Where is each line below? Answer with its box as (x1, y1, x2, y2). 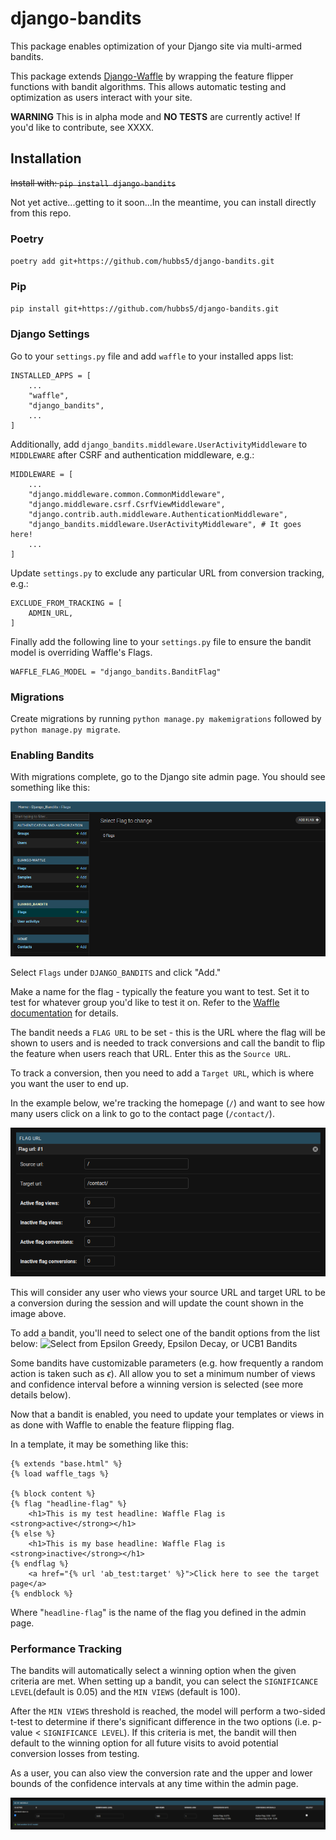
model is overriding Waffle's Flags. (10, 646, 153, 658)
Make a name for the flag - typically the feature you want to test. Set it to (10, 985, 310, 997)
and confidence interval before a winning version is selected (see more (10, 1378, 304, 1390)
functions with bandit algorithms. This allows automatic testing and (10, 80, 287, 92)
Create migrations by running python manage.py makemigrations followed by (10, 712, 322, 724)
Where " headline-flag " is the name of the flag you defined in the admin (10, 1606, 307, 1618)
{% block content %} (10, 1488, 97, 1499)
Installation (10, 150, 82, 167)
